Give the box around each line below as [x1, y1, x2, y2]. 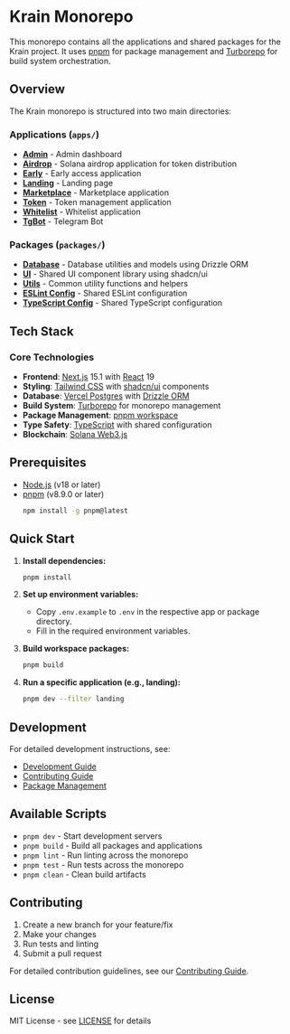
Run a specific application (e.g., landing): [22, 677, 181, 688]
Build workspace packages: [22, 644, 129, 654]
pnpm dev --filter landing [22, 694, 125, 704]
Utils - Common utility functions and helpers [22, 278, 188, 289]
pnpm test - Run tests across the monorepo [22, 859, 184, 869]
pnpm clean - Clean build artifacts [22, 869, 146, 879]
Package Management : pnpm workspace [22, 409, 179, 421]
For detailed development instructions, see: [9, 743, 171, 754]
